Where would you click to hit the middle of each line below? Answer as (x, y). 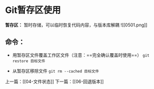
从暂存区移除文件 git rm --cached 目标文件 (56, 71)
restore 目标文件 (29, 61)
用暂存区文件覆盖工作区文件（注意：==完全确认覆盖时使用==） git (81, 55)
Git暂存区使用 (33, 10)
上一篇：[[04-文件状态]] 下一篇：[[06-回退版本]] (55, 81)
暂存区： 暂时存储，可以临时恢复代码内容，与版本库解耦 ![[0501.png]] (76, 25)
